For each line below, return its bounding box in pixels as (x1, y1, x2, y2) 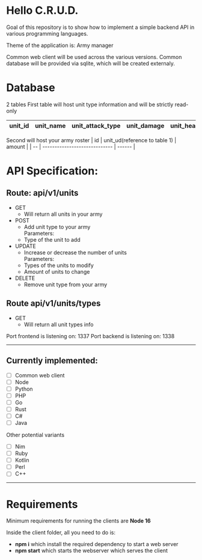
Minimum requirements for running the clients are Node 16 (6, 517, 151, 524)
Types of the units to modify (23, 262, 94, 269)
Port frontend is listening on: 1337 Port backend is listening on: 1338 (6, 332, 175, 339)
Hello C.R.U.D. (6, 4, 79, 17)
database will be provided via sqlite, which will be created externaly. (6, 60, 176, 67)
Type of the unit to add (23, 236, 81, 243)
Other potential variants (6, 432, 65, 438)
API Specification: (6, 164, 99, 178)
